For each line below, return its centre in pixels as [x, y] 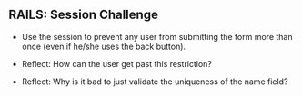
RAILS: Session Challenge [83, 15]
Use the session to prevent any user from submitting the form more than [157, 36]
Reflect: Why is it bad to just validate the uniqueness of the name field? [155, 82]
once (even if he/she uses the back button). [104, 46]
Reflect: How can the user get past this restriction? [117, 63]
